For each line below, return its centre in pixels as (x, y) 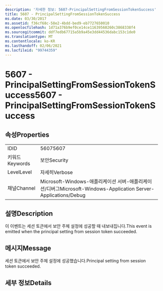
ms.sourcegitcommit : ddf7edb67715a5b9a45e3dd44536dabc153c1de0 (70, 32)
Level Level (20, 172)
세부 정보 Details (28, 283)
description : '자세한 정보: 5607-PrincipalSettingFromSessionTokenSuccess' (81, 9)
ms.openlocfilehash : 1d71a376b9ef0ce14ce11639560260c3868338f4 (70, 28)
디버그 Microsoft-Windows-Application (90, 189)
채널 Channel (21, 188)
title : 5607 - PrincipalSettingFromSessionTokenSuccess (63, 14)
